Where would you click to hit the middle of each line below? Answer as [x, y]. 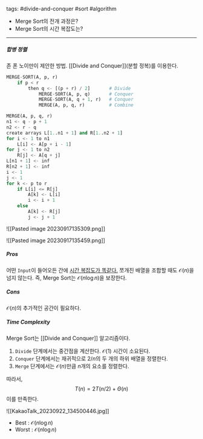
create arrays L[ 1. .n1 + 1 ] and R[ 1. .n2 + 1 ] [64, 133]
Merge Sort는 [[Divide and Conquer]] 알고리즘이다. [68, 338]
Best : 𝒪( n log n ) [34, 423]
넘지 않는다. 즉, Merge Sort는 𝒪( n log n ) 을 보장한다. [66, 278]
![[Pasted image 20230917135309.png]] [56, 228]
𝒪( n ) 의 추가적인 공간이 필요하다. [44, 308]
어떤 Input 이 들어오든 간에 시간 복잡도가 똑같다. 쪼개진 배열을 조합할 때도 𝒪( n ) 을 [100, 270]
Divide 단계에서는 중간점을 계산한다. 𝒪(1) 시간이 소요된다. [82, 351]
